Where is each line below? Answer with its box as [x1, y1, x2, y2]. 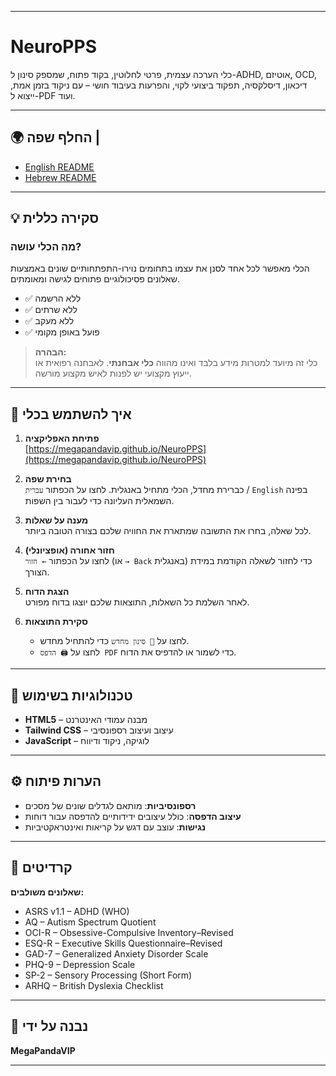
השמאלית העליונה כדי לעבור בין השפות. [24, 495, 175, 507]
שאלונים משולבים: [10, 886, 85, 898]
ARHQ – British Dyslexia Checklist [24, 979, 164, 991]
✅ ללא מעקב [24, 315, 75, 327]
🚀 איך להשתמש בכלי [10, 406, 132, 423]
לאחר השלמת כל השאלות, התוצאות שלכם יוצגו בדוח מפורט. [24, 596, 250, 608]
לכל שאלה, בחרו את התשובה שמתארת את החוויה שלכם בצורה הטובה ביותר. [24, 525, 312, 537]
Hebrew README [24, 171, 97, 183]
